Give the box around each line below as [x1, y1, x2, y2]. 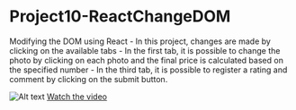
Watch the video [46, 91, 108, 102]
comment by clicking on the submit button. [9, 73, 168, 84]
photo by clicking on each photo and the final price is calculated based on [9, 55, 283, 65]
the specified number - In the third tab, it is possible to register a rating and [9, 64, 288, 75]
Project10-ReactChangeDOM [9, 6, 231, 27]
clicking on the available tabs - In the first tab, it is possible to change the [9, 45, 281, 55]
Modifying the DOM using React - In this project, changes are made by [9, 36, 272, 47]
